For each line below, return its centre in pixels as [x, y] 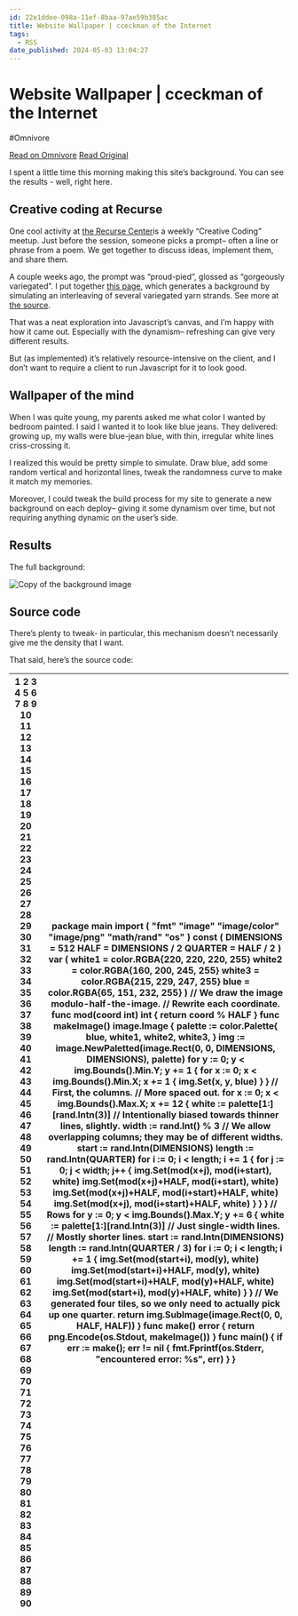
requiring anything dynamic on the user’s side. [94, 517]
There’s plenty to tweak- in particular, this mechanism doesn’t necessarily [144, 633]
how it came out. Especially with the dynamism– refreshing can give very [142, 331]
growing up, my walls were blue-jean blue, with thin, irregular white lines [141, 435]
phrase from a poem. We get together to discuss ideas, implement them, [141, 250]
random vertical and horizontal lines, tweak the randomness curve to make [146, 472]
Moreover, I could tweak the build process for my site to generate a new [141, 498]
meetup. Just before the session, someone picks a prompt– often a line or [144, 240]
